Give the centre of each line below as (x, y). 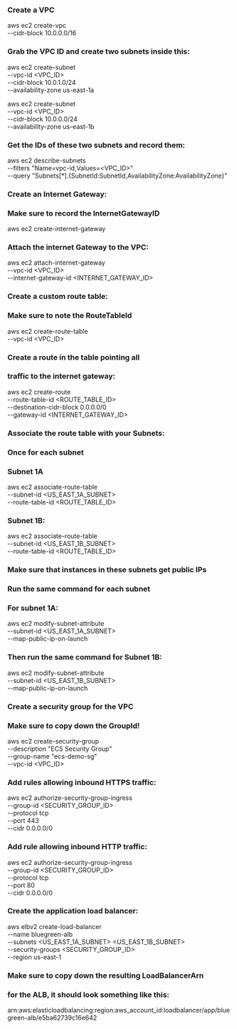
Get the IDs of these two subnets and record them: (96, 145)
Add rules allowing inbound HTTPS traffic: (82, 782)
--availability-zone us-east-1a (51, 90)
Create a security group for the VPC (70, 706)
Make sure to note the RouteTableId (70, 315)
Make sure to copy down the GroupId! (74, 726)
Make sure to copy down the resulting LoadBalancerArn (106, 975)
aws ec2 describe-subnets (47, 160)
